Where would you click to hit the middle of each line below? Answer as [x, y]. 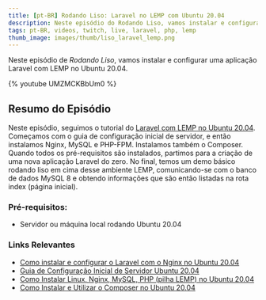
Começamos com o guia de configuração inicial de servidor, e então [120, 136]
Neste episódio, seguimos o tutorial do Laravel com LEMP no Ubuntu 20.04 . [132, 128]
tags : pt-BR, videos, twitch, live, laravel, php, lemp [102, 30]
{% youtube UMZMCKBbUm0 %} [63, 84]
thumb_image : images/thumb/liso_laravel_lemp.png [92, 38]
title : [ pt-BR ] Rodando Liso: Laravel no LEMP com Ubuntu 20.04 [116, 15]
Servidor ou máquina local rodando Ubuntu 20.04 [101, 224]
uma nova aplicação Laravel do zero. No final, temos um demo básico [122, 161]
